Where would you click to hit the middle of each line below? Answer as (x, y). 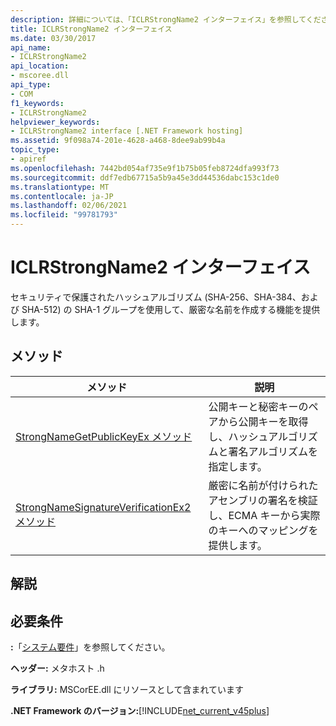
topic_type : (35, 150)
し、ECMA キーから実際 (264, 515)
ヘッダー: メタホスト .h (57, 668)
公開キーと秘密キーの (258, 406)
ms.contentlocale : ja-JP (62, 196)
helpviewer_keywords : (55, 122)
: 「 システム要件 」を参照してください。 (90, 647)
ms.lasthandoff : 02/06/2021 (69, 206)
